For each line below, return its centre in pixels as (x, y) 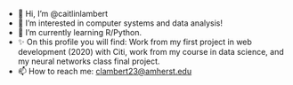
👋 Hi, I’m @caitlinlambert (63, 14)
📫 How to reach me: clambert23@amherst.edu (105, 71)
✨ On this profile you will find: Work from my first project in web (134, 42)
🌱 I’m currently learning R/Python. (80, 32)
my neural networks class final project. (89, 61)
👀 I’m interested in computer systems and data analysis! (120, 23)
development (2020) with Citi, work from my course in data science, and (151, 52)
